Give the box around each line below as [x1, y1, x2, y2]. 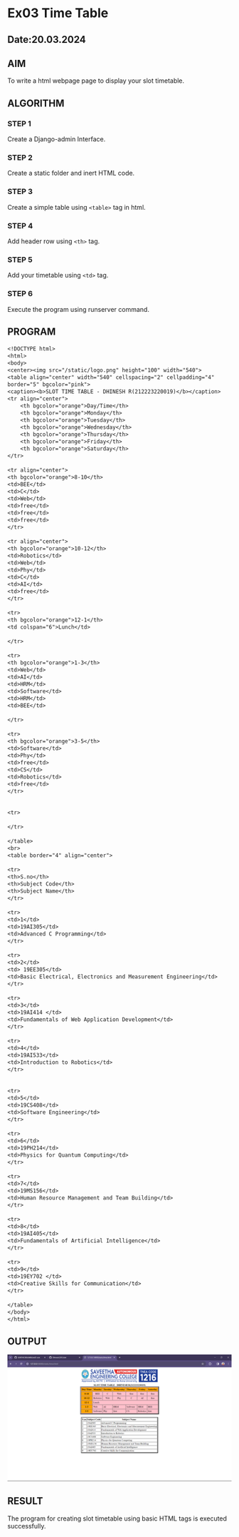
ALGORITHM [7, 97, 65, 109]
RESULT [7, 1495, 43, 1507]
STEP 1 [7, 118, 31, 128]
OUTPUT [7, 1335, 48, 1347]
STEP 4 [7, 220, 33, 230]
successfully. [7, 1521, 46, 1530]
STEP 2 [7, 153, 33, 162]
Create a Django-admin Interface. [7, 135, 106, 143]
